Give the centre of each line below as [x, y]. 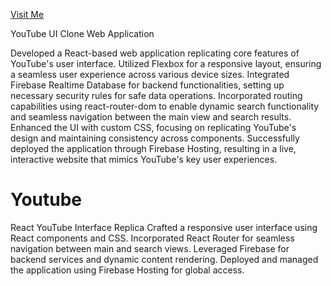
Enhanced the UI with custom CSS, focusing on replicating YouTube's [153, 127]
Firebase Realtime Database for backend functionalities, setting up [147, 85]
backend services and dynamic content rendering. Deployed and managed [164, 259]
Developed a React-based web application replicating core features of [155, 53]
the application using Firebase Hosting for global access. [127, 270]
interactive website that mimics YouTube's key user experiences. [144, 159]
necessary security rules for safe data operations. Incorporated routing [156, 95]
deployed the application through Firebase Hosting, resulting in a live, [153, 148]
